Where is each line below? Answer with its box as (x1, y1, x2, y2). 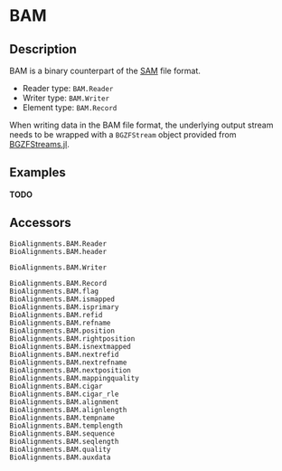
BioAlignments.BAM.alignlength (9, 405, 127, 414)
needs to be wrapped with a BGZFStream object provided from (9, 129, 237, 140)
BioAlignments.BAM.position (9, 326, 116, 335)
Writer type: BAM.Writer (22, 92, 110, 103)
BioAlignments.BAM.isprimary (9, 302, 119, 312)
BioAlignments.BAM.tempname (9, 413, 116, 422)
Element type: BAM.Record (22, 102, 117, 113)
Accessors (9, 215, 72, 231)
